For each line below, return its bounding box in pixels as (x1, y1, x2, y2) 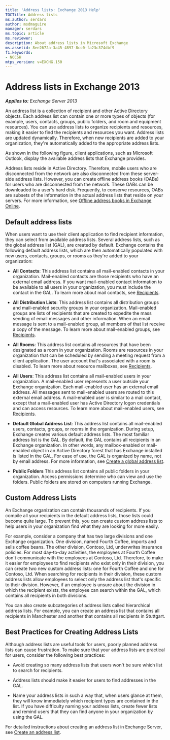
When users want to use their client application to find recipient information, (5, 231, 164, 237)
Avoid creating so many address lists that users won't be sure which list (12, 662, 162, 668)
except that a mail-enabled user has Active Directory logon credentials (12, 400, 160, 406)
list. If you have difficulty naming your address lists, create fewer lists (12, 703, 157, 709)
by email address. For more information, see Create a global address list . (12, 458, 165, 464)
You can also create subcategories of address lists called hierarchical (5, 602, 151, 608)
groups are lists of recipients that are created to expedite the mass (12, 310, 152, 316)
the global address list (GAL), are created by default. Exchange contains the (5, 242, 164, 248)
